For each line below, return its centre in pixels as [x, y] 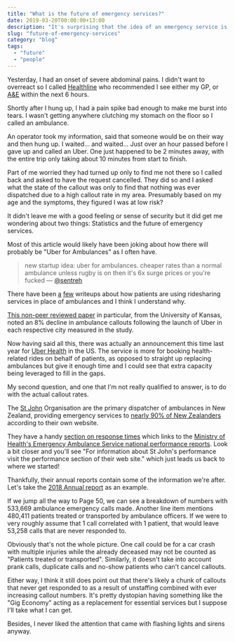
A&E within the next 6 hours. [48, 94]
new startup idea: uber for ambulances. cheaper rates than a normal [123, 265]
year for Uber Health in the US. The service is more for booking [99, 351]
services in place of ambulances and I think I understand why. [97, 301]
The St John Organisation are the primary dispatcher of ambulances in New [116, 408]
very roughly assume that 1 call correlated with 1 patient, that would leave [113, 523]
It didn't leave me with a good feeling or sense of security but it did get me [115, 215]
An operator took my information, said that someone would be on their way [115, 136]
